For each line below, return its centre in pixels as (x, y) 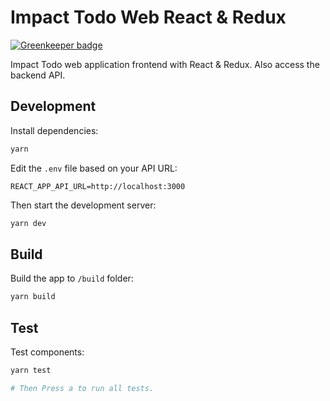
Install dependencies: (54, 130)
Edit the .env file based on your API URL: (94, 168)
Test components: (47, 352)
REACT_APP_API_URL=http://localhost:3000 (98, 186)
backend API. (38, 75)
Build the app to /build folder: (72, 278)
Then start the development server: (83, 205)
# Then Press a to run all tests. (82, 388)
